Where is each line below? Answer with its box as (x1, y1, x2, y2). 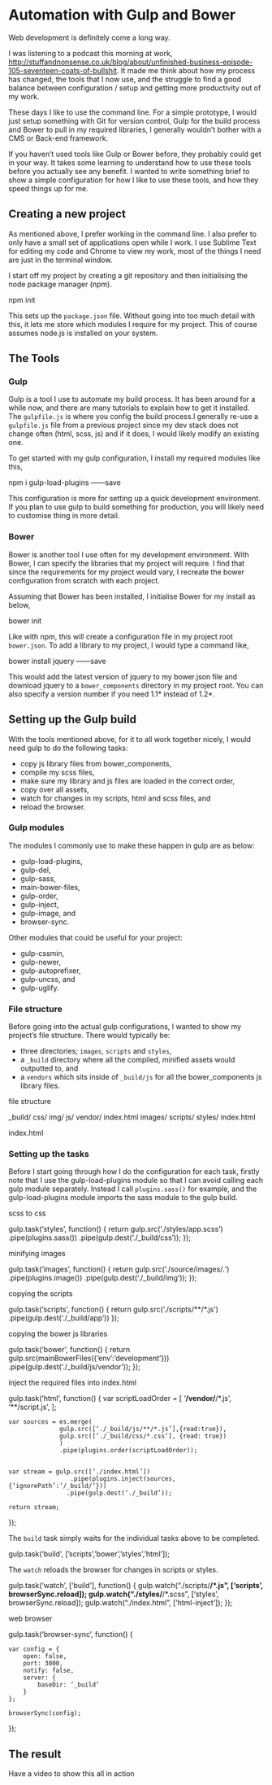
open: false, (23, 1652, 67, 1661)
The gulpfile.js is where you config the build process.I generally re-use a (8, 412, 258, 421)
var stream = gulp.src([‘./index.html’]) (8, 1468, 151, 1476)
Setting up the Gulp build (8, 713, 136, 727)
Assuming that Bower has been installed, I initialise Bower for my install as (8, 591, 256, 601)
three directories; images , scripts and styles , (19, 1046, 172, 1056)
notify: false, (23, 1666, 75, 1675)
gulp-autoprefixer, (19, 966, 81, 975)
